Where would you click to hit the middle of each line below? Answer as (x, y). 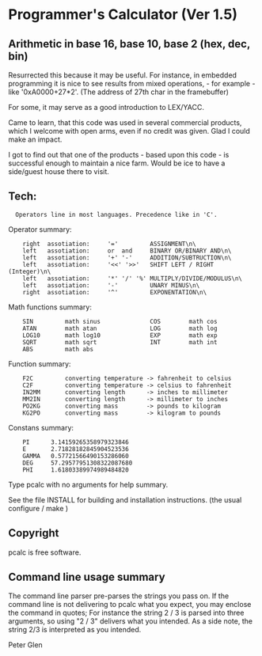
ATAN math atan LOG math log (120, 328)
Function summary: (40, 364)
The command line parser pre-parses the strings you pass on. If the (119, 596)
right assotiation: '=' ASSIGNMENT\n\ (109, 244)
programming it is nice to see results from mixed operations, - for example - (132, 83)
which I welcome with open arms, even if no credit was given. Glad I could (129, 131)
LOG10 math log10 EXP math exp (120, 335)
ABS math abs (58, 349)
